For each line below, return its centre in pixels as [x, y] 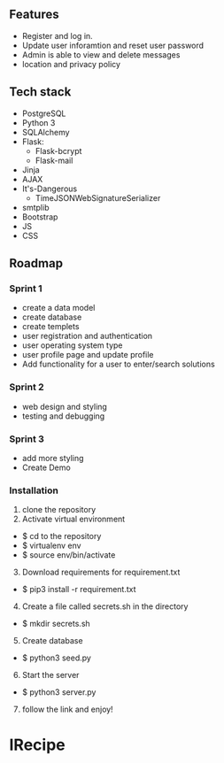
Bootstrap [40, 217]
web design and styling [65, 406]
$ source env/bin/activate [69, 555]
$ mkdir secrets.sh [56, 624]
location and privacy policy [71, 64]
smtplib [35, 207]
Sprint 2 [27, 387]
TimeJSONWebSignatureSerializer [98, 197]
